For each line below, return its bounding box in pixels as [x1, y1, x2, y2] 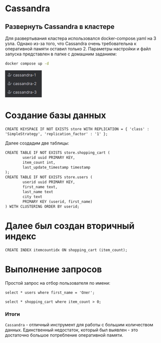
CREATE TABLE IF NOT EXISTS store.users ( [5, 174, 93, 179]
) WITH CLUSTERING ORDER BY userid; [5, 204, 80, 209]
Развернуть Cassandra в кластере [5, 23, 115, 31]
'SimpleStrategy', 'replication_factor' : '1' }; [5, 131, 108, 136]
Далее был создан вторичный [5, 220, 135, 231]
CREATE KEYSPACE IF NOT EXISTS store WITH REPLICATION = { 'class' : [5, 126, 150, 131]
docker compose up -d [5, 61, 49, 66]
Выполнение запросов [5, 264, 102, 275]
